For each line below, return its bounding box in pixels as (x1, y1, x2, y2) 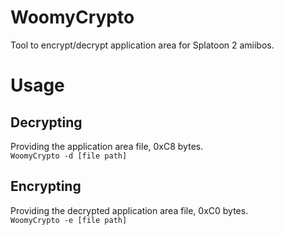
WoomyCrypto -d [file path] (10, 151, 128, 161)
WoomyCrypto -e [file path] (10, 215, 128, 225)
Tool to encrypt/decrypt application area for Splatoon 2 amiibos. (10, 39, 275, 51)
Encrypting (10, 178, 82, 195)
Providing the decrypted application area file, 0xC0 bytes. (10, 204, 249, 216)
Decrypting (10, 114, 83, 131)
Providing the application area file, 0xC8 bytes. (10, 140, 204, 152)
